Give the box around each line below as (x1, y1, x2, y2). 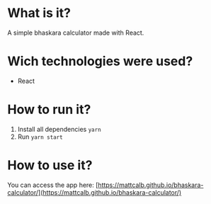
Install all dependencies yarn (17, 125, 101, 133)
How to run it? (7, 101, 91, 118)
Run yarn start (17, 132, 63, 141)
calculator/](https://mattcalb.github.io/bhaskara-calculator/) (7, 188, 182, 196)
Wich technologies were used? (7, 53, 193, 69)
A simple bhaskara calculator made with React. (7, 28, 144, 37)
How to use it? (7, 157, 93, 173)
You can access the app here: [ (7, 181, 98, 189)
